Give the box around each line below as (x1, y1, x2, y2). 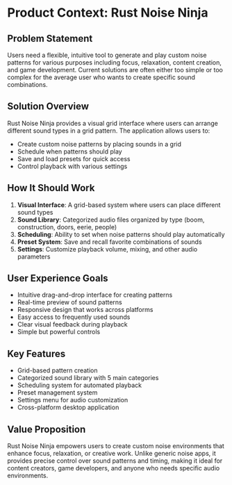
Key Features (7, 347, 66, 359)
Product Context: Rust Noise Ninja (7, 5, 208, 21)
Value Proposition (7, 423, 86, 435)
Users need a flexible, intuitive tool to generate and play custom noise (7, 51, 207, 59)
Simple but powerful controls (17, 328, 101, 336)
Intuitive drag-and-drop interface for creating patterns (17, 290, 173, 299)
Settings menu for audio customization (17, 396, 129, 404)
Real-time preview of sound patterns (17, 298, 123, 306)
